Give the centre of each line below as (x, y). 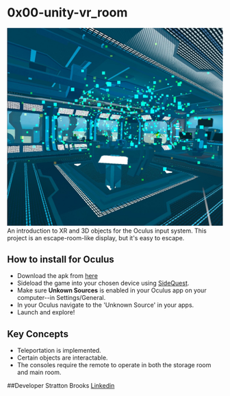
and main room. (39, 373)
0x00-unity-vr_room (67, 13)
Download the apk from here (57, 276)
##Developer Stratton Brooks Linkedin (61, 386)
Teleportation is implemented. (59, 351)
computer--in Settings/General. (61, 298)
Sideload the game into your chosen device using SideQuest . (103, 283)
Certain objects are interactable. (62, 358)
